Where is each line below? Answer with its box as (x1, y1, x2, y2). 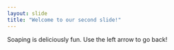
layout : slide (7, 10, 48, 17)
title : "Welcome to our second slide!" (7, 16, 122, 23)
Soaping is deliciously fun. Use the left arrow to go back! (7, 35, 168, 43)
